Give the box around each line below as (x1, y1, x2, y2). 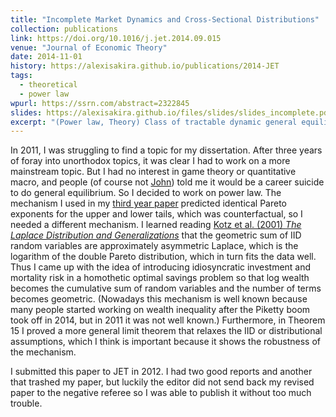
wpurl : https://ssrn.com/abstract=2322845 (10, 98, 190, 108)
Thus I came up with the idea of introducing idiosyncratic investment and (10, 261, 312, 273)
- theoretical (19, 80, 78, 90)
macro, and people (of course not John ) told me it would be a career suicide (10, 176, 325, 188)
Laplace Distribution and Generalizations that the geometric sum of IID (10, 229, 302, 241)
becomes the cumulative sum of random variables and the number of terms (10, 282, 322, 295)
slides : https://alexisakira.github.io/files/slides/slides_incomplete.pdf (10, 107, 333, 118)
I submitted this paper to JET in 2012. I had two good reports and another (10, 366, 313, 378)
